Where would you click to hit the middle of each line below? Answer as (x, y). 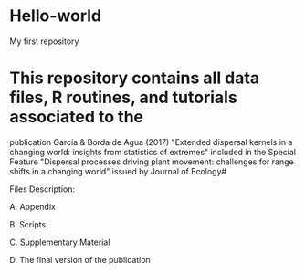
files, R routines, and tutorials (123, 98)
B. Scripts (28, 224)
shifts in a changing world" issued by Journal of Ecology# (118, 171)
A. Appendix (33, 206)
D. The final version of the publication (80, 259)
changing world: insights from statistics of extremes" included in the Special (153, 152)
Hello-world (56, 16)
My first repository (44, 41)
